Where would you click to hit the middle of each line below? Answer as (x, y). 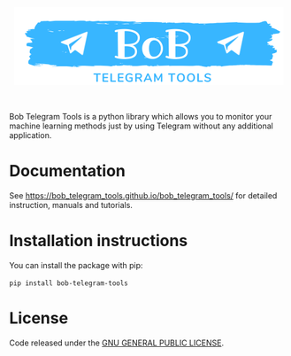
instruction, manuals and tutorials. (71, 205)
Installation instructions (99, 241)
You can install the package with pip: (76, 265)
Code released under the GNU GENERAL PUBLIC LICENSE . (116, 343)
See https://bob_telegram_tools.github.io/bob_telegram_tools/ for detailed (143, 195)
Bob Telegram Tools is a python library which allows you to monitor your (141, 116)
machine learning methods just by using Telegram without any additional (142, 126)
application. (31, 135)
